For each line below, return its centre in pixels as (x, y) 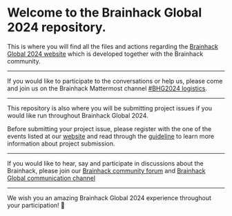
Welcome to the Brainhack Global (105, 13)
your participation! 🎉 (36, 205)
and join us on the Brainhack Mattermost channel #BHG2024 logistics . (107, 88)
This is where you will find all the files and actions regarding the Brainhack (113, 46)
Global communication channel (51, 178)
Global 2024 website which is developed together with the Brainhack (105, 54)
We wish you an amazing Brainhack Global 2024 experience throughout (109, 197)
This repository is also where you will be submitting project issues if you (110, 108)
